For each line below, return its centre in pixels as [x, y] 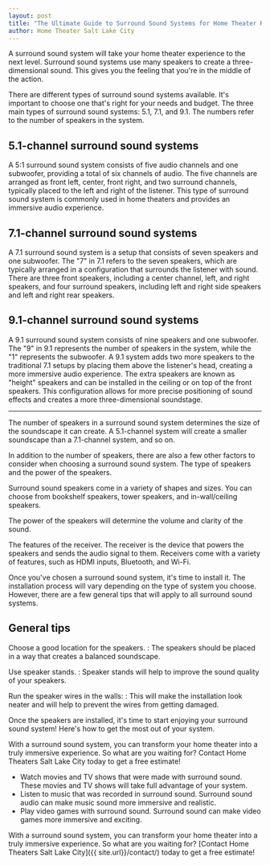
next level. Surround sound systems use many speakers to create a [120, 62]
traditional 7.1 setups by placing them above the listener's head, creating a [131, 365]
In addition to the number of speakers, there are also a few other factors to [132, 455]
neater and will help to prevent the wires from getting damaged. [114, 704]
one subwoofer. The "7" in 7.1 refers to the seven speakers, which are [123, 261]
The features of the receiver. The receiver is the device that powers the [126, 544]
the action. [26, 79]
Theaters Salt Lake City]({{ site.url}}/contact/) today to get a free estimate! [132, 852]
